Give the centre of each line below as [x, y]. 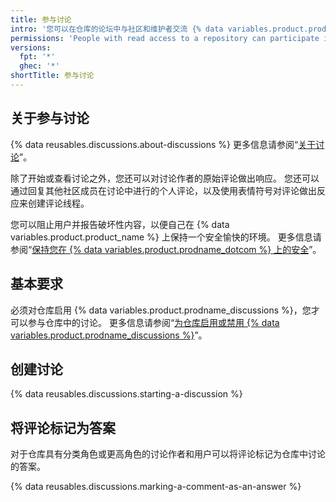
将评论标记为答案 [63, 427]
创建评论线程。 [58, 203]
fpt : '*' [37, 57]
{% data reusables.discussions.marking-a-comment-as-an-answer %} [156, 487]
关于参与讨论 [50, 118]
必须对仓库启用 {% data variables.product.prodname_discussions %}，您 [161, 310]
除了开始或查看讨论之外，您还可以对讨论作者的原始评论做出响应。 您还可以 [165, 178]
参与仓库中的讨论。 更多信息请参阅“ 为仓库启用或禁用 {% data [153, 322]
